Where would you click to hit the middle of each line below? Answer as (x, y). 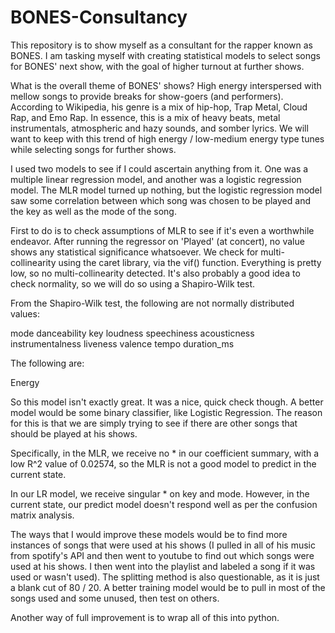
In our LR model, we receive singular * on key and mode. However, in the (160, 493)
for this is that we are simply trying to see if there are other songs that (154, 423)
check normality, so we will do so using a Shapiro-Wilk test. (133, 283)
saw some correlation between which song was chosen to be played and (160, 200)
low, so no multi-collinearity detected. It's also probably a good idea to (155, 273)
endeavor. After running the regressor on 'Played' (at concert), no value (157, 241)
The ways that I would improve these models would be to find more (149, 534)
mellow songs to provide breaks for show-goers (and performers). (147, 96)
